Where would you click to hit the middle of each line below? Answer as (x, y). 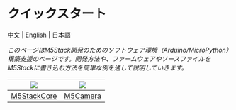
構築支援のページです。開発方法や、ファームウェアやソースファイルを (109, 59)
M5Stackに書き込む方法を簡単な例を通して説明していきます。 (97, 67)
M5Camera (82, 96)
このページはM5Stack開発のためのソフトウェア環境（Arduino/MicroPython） (118, 50)
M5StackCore (34, 96)
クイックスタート (57, 14)
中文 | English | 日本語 (39, 35)
